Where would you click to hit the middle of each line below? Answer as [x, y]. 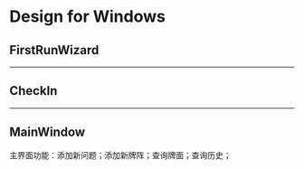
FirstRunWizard [54, 50]
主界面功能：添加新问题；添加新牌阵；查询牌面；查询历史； [120, 155]
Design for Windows [87, 17]
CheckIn [33, 91]
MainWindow [47, 132]
